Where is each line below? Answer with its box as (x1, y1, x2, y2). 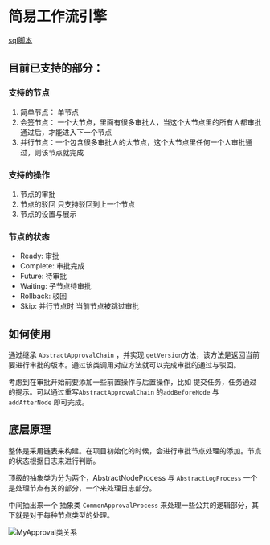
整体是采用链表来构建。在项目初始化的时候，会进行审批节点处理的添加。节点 (8, 445, 262, 455)
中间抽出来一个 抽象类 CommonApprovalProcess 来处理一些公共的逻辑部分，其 (8, 500, 260, 510)
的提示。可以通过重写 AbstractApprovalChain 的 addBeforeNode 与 (8, 387, 219, 397)
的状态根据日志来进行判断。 (8, 456, 100, 465)
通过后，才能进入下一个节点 (19, 127, 112, 137)
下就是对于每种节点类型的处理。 (8, 510, 114, 519)
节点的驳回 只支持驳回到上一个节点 (19, 199, 135, 209)
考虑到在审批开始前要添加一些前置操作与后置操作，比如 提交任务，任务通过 (8, 377, 257, 387)
